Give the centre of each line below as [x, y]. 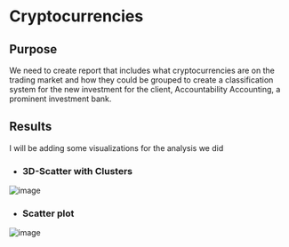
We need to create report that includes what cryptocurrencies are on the [142, 70]
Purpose [33, 49]
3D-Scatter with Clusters [77, 171]
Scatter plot [48, 213]
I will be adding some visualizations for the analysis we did [116, 147]
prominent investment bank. [60, 99]
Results [31, 127]
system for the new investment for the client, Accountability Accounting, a [145, 89]
